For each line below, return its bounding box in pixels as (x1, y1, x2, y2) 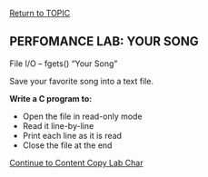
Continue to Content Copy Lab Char (9, 157, 144, 168)
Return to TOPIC (9, 8, 71, 18)
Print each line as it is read (22, 130, 123, 141)
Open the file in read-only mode (22, 111, 143, 122)
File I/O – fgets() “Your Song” (9, 58, 118, 69)
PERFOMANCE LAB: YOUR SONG (9, 34, 200, 49)
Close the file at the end (22, 140, 113, 151)
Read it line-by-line (22, 120, 94, 131)
